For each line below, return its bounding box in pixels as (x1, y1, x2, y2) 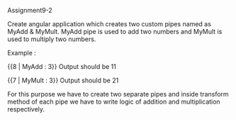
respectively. (7, 105, 45, 113)
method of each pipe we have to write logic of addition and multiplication (7, 97, 221, 106)
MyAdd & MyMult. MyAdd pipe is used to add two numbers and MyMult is (7, 28, 223, 36)
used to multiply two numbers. (7, 35, 96, 43)
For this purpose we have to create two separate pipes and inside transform (7, 90, 229, 98)
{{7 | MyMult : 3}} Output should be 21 (7, 76, 119, 84)
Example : (7, 49, 37, 57)
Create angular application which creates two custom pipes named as (7, 20, 211, 28)
